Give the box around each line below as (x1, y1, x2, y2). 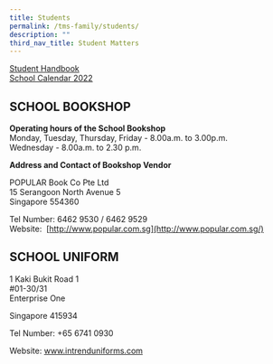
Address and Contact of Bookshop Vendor (9, 160, 172, 171)
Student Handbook (9, 63, 80, 74)
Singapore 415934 (9, 310, 79, 321)
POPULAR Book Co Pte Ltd (9, 177, 109, 188)
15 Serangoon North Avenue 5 (9, 187, 121, 198)
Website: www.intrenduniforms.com (9, 345, 143, 356)
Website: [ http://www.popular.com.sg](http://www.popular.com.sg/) (9, 223, 264, 235)
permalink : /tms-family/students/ (9, 22, 140, 31)
